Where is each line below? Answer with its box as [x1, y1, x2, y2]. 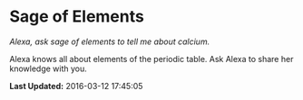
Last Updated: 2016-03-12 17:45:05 [9, 80, 143, 91]
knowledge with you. [9, 63, 88, 74]
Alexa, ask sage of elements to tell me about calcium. [9, 36, 210, 47]
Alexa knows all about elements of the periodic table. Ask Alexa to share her [9, 53, 294, 64]
